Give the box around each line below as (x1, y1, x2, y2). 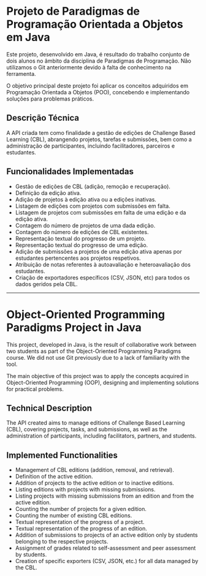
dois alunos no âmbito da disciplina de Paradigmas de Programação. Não (6, 57, 191, 64)
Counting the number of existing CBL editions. (15, 512, 132, 519)
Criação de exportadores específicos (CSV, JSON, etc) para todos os (15, 274, 190, 281)
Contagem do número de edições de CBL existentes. (15, 228, 149, 235)
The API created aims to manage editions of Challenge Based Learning (6, 419, 185, 426)
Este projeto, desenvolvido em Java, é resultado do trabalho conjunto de (6, 50, 190, 58)
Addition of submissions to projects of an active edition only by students (15, 531, 198, 539)
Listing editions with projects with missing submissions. (15, 486, 156, 493)
